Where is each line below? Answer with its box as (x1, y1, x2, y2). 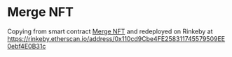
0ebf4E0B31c (7, 42, 46, 50)
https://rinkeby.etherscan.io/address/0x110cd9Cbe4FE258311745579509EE (7, 34, 226, 42)
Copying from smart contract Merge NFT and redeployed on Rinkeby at (7, 27, 213, 35)
